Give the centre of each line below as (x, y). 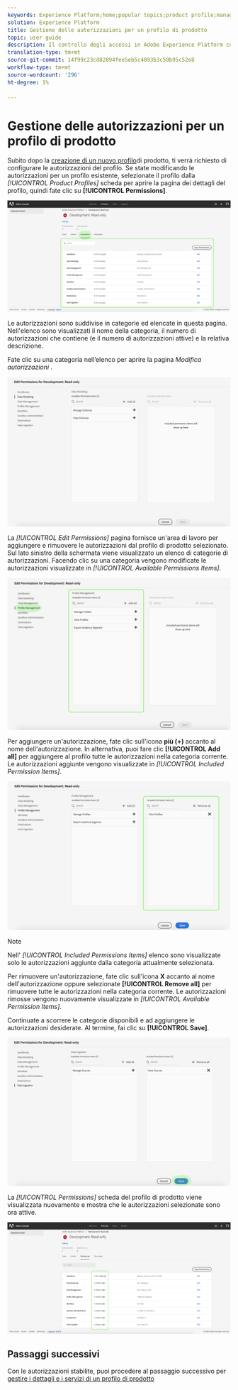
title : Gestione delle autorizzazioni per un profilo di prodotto (107, 30)
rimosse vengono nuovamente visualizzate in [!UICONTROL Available (109, 999)
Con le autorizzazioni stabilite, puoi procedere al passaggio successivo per (117, 1371)
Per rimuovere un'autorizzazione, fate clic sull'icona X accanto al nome (111, 976)
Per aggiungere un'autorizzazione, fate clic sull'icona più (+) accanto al (112, 741)
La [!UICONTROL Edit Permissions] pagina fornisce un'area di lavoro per (113, 538)
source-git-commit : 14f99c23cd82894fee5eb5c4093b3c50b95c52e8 (101, 60)
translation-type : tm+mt (44, 53)
